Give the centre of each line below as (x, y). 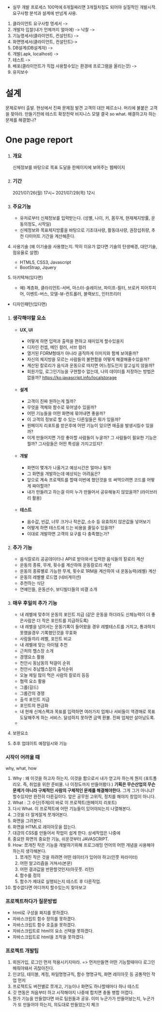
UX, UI (26, 330)
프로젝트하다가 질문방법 (31, 901)
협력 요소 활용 (33, 681)
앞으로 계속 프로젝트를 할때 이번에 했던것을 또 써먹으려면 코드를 (86, 480)
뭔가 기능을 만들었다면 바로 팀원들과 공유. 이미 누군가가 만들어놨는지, (77, 998)
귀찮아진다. (44, 968)
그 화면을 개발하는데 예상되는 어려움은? (64, 473)
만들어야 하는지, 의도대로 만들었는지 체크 (61, 1005)
